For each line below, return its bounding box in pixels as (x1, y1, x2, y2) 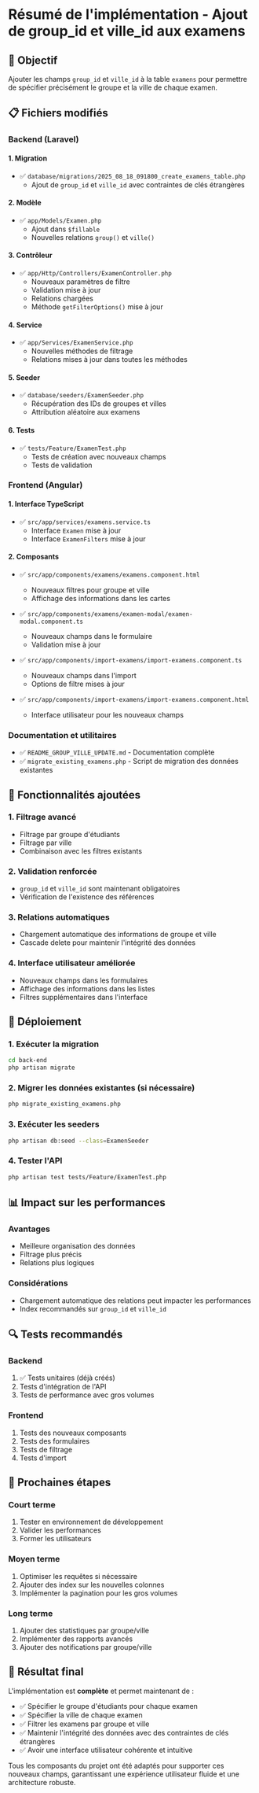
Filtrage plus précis (19, 1249, 82, 1260)
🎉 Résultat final (8, 1666, 84, 1679)
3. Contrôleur (8, 250, 53, 260)
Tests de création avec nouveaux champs (31, 452, 166, 461)
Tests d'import (19, 1453, 67, 1463)
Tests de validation (31, 460, 93, 470)
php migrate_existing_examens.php (8, 1100, 122, 1109)
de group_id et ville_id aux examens (8, 22, 246, 40)
